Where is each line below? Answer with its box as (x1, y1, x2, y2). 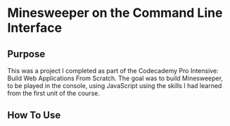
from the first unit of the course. (7, 89, 100, 97)
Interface (7, 20, 62, 36)
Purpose (7, 48, 46, 60)
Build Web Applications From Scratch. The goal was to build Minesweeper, (7, 74, 224, 82)
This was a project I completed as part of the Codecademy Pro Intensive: (7, 67, 219, 75)
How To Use (7, 109, 61, 121)
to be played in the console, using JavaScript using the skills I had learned (7, 82, 222, 89)
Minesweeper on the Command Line (7, 5, 223, 21)
